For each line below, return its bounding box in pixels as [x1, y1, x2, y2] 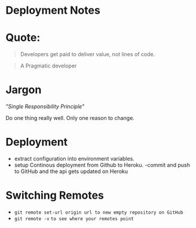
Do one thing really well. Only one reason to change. [5, 115, 135, 122]
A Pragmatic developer [20, 62, 77, 69]
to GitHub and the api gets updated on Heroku [14, 168, 128, 175]
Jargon [5, 83, 42, 97]
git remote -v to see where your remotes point [14, 215, 134, 221]
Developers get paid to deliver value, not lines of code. [20, 51, 155, 58]
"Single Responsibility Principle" [5, 103, 85, 110]
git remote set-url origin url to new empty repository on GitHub [14, 209, 183, 215]
